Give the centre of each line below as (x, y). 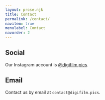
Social (15, 53)
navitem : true (20, 24)
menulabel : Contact (25, 28)
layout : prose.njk (24, 10)
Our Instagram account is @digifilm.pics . (47, 64)
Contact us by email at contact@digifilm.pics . (53, 92)
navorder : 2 (17, 33)
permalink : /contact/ (28, 19)
